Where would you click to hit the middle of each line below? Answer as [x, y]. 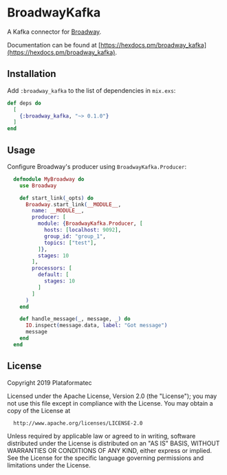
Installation [32, 74]
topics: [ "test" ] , [70, 243]
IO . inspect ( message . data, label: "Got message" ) [96, 325]
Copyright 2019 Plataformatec [50, 382]
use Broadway [38, 186]
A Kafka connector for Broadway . [54, 32]
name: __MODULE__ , [58, 211]
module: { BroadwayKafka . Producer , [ [90, 224]
